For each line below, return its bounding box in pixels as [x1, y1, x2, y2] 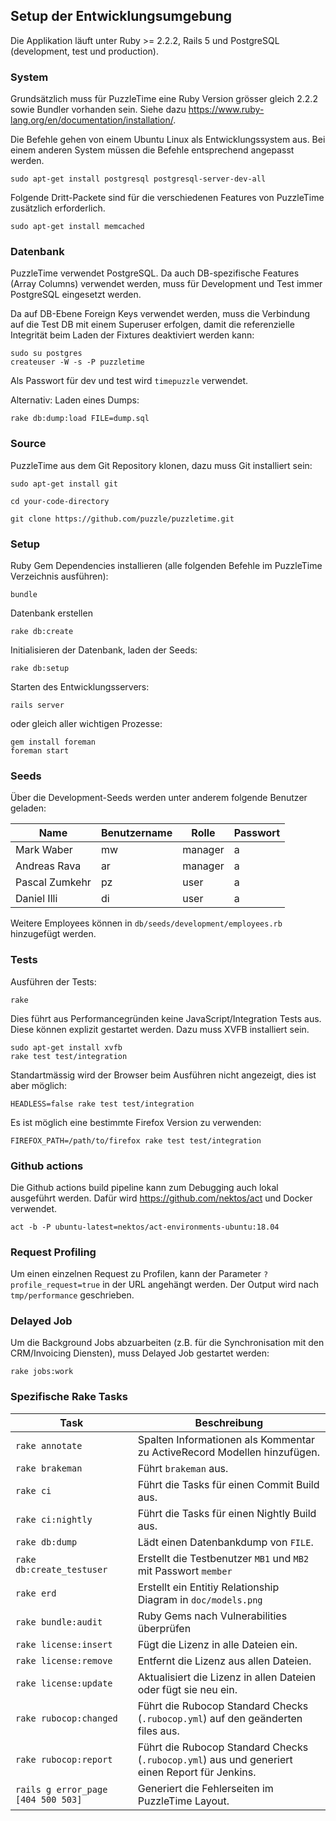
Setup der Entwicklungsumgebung [10, 8, 233, 25]
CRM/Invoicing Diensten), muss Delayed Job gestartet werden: [10, 1347, 270, 1359]
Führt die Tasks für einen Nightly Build [137, 1506, 317, 1520]
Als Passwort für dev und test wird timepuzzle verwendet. [10, 375, 249, 387]
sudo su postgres [10, 349, 83, 359]
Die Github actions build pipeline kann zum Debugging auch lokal [10, 1181, 279, 1193]
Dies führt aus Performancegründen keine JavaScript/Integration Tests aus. [10, 1012, 322, 1024]
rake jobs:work [10, 1367, 74, 1377]
